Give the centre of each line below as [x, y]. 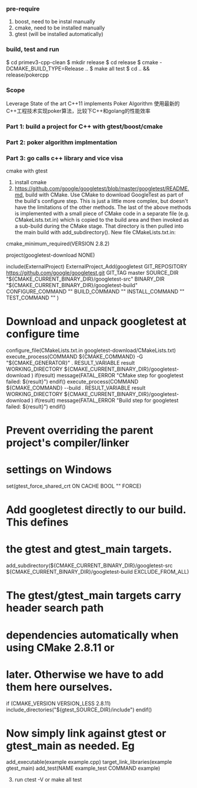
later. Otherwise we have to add [85, 674]
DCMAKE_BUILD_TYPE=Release [45, 68]
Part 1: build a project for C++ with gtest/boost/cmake [84, 127]
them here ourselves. [59, 687]
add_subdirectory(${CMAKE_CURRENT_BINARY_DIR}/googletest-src [89, 566]
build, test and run [33, 49]
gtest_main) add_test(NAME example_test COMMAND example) [83, 768]
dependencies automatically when [92, 635]
